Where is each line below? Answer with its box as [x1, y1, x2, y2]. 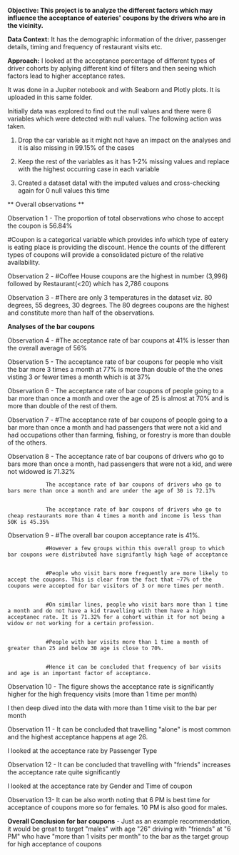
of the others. [7, 438, 48, 447]
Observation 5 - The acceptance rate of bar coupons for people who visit [7, 358, 223, 366]
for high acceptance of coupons [7, 840, 102, 848]
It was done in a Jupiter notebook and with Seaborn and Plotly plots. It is [7, 86, 220, 93]
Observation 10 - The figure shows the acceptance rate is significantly [7, 682, 214, 691]
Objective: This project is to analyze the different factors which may [7, 6, 213, 14]
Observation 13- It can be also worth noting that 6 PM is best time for [7, 796, 210, 804]
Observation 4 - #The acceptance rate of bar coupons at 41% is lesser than [7, 336, 230, 345]
